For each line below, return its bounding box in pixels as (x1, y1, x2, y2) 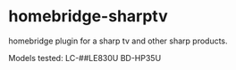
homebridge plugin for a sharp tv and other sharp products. (8, 35, 229, 46)
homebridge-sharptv (8, 6, 169, 27)
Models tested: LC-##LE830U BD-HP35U (8, 52, 162, 63)
